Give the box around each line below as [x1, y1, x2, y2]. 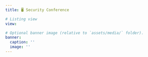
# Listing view [5, 16, 38, 22]
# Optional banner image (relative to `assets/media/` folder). [5, 30, 144, 35]
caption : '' [10, 40, 35, 45]
